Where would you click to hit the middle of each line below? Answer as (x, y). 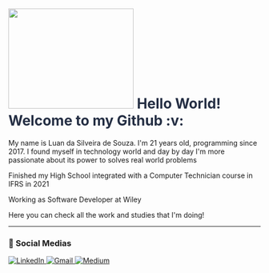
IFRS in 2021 (29, 183)
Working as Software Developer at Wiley (75, 199)
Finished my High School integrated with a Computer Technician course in (131, 175)
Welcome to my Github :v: (96, 121)
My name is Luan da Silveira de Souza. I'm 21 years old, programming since (133, 143)
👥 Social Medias (40, 243)
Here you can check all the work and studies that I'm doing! (106, 215)
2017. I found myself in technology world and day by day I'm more (117, 151)
